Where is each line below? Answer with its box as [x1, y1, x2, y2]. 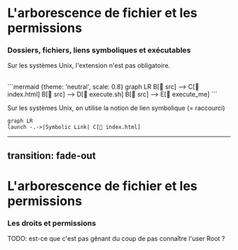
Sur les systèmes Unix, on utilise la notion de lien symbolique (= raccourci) [7, 104, 225, 113]
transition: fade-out [7, 149, 96, 161]
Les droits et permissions [7, 218, 96, 228]
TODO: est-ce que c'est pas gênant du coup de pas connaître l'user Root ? [7, 234, 225, 243]
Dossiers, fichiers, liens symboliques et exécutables [7, 45, 191, 55]
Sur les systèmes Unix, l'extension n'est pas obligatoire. [7, 62, 171, 70]
